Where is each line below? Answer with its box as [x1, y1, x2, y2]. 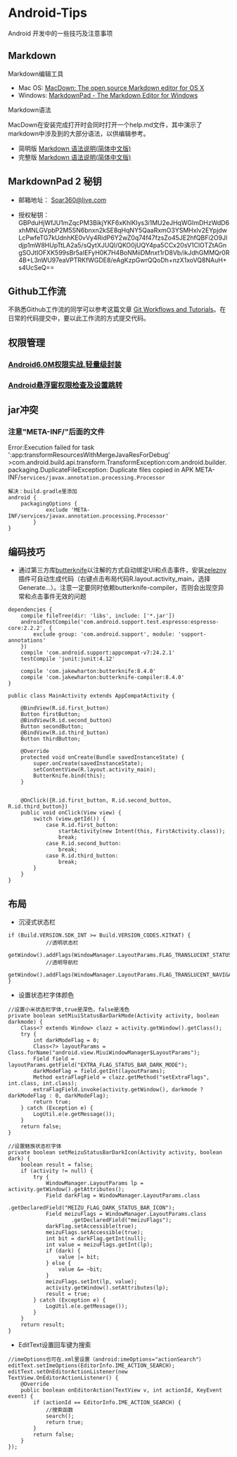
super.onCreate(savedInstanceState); [33, 760, 143, 767]
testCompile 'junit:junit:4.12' [20, 655, 115, 662]
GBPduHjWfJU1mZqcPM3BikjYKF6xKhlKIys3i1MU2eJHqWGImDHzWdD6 [18, 218, 230, 226]
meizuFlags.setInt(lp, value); [45, 1278, 138, 1285]
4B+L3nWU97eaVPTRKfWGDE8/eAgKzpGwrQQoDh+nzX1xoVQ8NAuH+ [18, 255, 227, 264]
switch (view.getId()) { [33, 816, 106, 823]
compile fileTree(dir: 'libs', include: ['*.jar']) [20, 612, 175, 620]
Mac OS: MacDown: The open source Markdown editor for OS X [18, 83, 205, 92]
